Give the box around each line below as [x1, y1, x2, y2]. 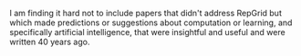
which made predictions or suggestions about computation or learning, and [9, 17, 293, 28]
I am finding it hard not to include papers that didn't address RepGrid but [9, 8, 283, 18]
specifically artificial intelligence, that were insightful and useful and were [9, 27, 285, 37]
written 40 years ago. [9, 36, 90, 47]
